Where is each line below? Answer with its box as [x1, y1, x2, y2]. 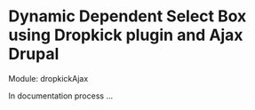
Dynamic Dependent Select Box [8, 6, 247, 27]
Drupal [8, 44, 60, 64]
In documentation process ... [8, 90, 113, 101]
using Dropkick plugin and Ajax [8, 25, 243, 45]
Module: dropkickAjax [8, 73, 89, 83]
